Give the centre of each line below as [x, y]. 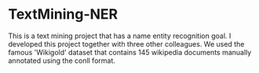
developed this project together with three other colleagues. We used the [126, 43]
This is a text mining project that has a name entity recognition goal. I [120, 36]
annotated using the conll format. [62, 61]
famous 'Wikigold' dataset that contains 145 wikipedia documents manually [130, 52]
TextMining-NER [63, 14]
